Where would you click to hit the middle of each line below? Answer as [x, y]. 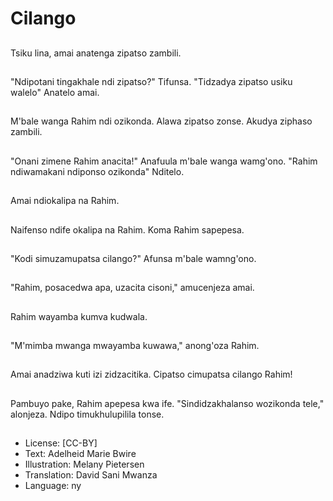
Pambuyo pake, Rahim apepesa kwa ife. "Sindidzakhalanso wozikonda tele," [167, 403]
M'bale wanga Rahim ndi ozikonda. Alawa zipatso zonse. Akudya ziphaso [161, 121]
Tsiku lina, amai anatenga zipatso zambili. [96, 53]
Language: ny [53, 486]
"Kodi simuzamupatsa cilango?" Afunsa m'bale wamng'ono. [133, 258]
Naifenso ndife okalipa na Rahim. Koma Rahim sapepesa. [127, 229]
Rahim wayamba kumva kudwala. [79, 316]
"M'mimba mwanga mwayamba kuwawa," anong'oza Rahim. [135, 346]
